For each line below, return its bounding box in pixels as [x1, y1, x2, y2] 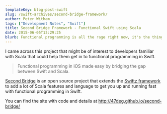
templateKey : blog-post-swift [5, 7, 68, 12]
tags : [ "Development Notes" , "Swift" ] [5, 21, 85, 26]
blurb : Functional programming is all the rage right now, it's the [5, 35, 150, 40]
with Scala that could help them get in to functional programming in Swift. [5, 53, 156, 59]
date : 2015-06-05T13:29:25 [5, 30, 61, 35]
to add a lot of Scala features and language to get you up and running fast [5, 83, 157, 89]
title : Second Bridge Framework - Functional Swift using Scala [5, 26, 141, 31]
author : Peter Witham [5, 16, 50, 21]
